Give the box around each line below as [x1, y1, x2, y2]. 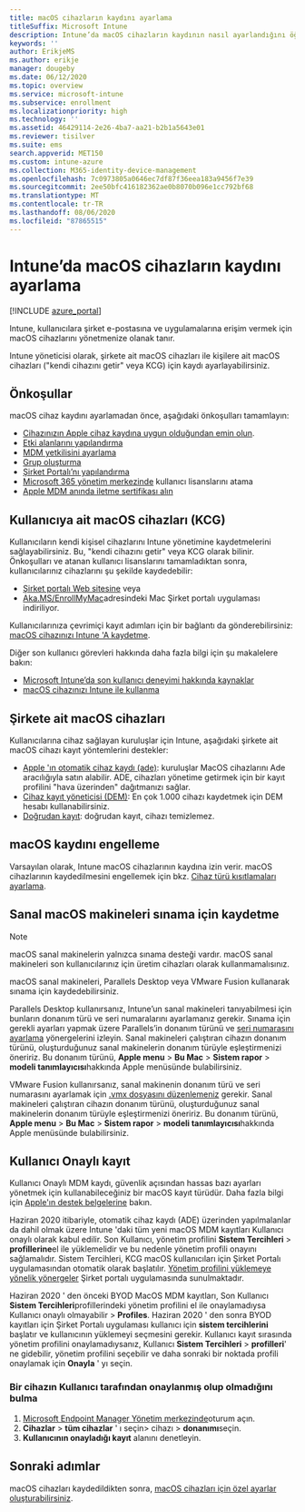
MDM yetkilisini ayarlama [22, 447, 116, 458]
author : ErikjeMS [9, 47, 75, 56]
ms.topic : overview [9, 81, 84, 90]
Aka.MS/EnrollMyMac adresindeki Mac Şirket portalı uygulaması [22, 593, 261, 604]
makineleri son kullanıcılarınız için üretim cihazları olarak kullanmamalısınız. [9, 958, 290, 969]
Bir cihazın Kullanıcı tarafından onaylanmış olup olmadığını [9, 1381, 274, 1394]
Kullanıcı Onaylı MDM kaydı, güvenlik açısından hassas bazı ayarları [9, 1178, 261, 1189]
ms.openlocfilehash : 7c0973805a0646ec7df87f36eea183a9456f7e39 [9, 174, 254, 183]
